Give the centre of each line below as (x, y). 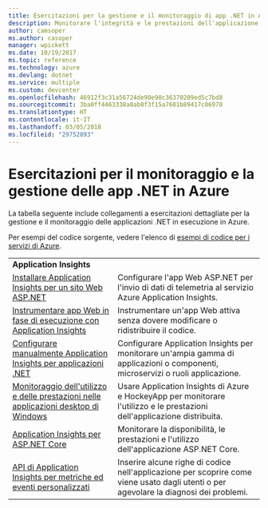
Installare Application (52, 277)
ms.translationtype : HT (48, 113)
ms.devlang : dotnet (41, 75)
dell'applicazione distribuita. (170, 416)
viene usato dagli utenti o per (172, 482)
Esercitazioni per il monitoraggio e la (132, 174)
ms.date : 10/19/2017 (43, 53)
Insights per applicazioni (58, 363)
